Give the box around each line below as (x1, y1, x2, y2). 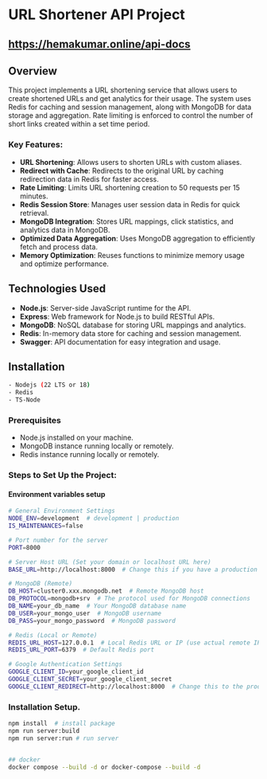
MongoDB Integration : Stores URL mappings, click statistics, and (19, 217, 234, 226)
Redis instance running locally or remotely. (19, 450, 160, 460)
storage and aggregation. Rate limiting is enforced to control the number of (8, 111, 253, 120)
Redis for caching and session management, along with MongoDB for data (8, 102, 252, 112)
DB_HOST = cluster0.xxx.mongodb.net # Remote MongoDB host (8, 587, 204, 595)
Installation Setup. (8, 701, 81, 712)
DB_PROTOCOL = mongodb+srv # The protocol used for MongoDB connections (8, 595, 250, 603)
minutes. (19, 191, 49, 201)
